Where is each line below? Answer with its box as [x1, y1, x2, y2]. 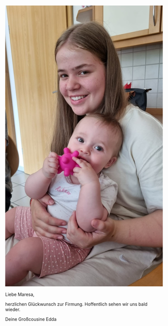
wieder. [5, 306, 21, 312]
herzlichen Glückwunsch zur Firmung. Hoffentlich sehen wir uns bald [5, 301, 147, 307]
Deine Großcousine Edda [5, 316, 56, 322]
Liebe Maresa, [5, 291, 35, 297]
